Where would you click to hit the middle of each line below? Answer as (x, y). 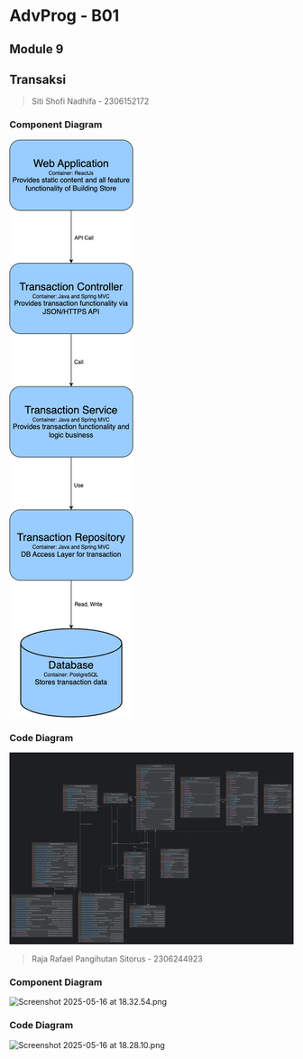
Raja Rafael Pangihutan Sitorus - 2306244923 (117, 959)
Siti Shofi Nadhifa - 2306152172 (90, 101)
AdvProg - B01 (64, 16)
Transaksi (37, 79)
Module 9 (37, 49)
